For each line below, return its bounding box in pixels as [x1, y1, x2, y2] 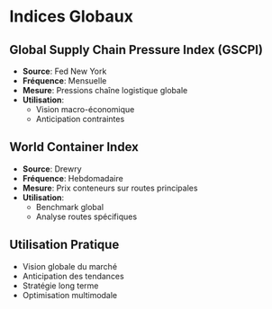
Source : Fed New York [22, 66, 107, 76]
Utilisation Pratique [9, 237, 120, 252]
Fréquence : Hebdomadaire [22, 172, 123, 183]
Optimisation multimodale [22, 289, 118, 300]
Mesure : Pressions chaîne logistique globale [22, 85, 188, 95]
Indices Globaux [9, 6, 133, 27]
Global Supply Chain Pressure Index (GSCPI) [9, 42, 264, 57]
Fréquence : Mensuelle [22, 75, 107, 86]
